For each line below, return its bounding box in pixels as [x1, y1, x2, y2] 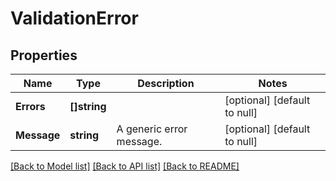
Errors [15, 100, 46, 113]
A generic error [116, 122, 188, 136]
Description [137, 77, 195, 90]
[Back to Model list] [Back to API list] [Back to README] [10, 160, 240, 172]
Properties [10, 47, 78, 64]
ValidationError [10, 7, 139, 30]
